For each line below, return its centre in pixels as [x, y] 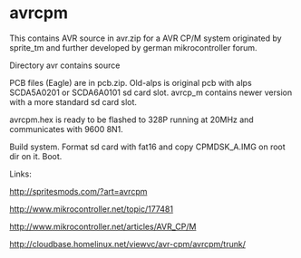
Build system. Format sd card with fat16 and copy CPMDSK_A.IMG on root [147, 147]
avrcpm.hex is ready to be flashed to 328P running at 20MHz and [131, 119]
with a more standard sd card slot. [73, 101]
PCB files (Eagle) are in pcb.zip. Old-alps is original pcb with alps [131, 82]
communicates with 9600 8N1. [67, 129]
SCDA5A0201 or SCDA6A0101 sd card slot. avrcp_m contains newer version [151, 92]
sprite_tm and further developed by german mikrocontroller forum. [133, 47]
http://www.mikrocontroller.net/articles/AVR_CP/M [103, 226]
